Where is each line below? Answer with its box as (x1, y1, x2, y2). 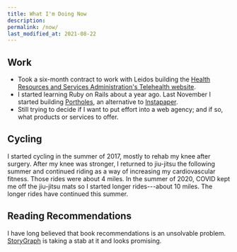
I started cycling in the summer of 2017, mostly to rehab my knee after (7, 151, 211, 160)
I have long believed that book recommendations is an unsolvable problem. (7, 229, 226, 237)
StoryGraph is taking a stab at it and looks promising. (7, 236, 162, 245)
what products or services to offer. (17, 113, 119, 121)
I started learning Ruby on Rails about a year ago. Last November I (17, 90, 211, 99)
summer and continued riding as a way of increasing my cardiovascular (7, 167, 216, 176)
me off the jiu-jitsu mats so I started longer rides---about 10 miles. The (7, 182, 213, 190)
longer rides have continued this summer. (7, 189, 129, 198)
